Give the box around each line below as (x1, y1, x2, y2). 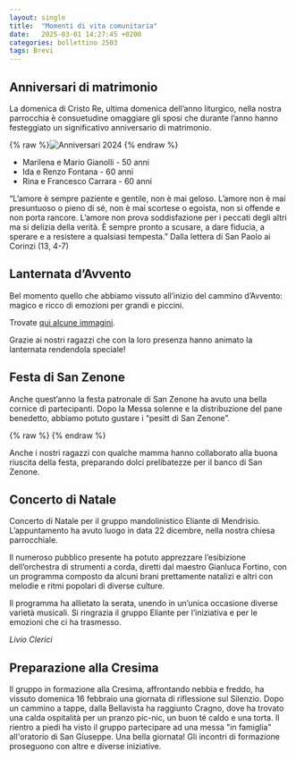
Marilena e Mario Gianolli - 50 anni (21, 156, 150, 167)
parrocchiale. (9, 535, 58, 545)
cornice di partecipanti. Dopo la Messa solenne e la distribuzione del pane (9, 403, 283, 414)
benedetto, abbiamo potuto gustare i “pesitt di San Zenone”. (9, 412, 231, 423)
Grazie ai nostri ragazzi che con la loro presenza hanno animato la (9, 334, 253, 345)
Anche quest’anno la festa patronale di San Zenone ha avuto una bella (9, 393, 267, 404)
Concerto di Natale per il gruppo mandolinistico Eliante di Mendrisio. (9, 516, 261, 527)
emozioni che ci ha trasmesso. (9, 617, 123, 628)
